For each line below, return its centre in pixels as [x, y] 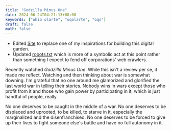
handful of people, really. [31, 97]
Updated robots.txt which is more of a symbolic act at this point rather [86, 55]
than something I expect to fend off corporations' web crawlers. [80, 60]
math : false [18, 29]
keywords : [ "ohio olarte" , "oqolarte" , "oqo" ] [56, 19]
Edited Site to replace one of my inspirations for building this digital [83, 43]
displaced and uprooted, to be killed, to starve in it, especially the [74, 112]
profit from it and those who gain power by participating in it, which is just [83, 91]
